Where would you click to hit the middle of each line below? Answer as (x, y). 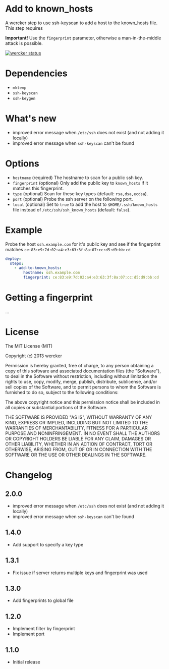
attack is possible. (24, 43)
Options (22, 163)
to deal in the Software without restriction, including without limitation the (81, 376)
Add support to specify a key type (48, 544)
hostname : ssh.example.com (52, 273)
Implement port (29, 634)
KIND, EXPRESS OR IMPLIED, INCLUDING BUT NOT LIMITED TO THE (77, 422)
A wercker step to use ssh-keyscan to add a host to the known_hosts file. (81, 23)
